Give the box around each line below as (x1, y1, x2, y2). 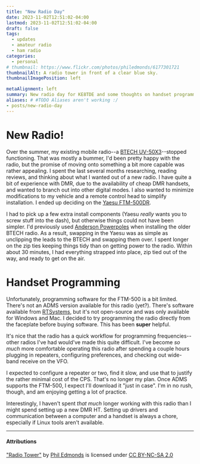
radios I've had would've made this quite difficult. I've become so (20, 338, 180, 346)
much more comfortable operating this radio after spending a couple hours (6, 345, 190, 352)
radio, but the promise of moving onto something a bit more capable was (6, 160, 185, 168)
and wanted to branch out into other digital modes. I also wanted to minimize (6, 186, 194, 193)
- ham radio (11, 48, 42, 54)
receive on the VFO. (20, 357, 69, 364)
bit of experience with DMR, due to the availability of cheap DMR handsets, (6, 180, 190, 187)
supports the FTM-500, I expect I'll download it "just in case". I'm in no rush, (6, 382, 193, 389)
